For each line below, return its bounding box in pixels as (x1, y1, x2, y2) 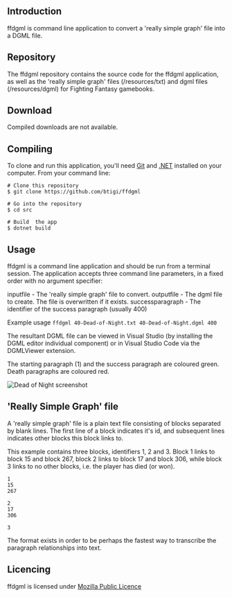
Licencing (7, 564, 51, 576)
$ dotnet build (7, 225, 51, 232)
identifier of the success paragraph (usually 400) (7, 305, 148, 313)
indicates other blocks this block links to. (7, 433, 124, 442)
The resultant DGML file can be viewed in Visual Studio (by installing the (7, 332, 213, 340)
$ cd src (7, 207, 33, 214)
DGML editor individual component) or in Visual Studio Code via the (7, 339, 200, 347)
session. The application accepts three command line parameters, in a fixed (7, 270, 224, 278)
